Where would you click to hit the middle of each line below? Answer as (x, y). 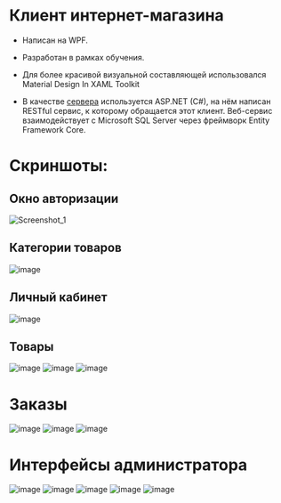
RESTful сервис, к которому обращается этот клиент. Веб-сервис (147, 110)
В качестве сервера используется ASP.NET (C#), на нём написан (146, 101)
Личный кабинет (59, 298)
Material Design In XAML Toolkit (81, 84)
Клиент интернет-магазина (116, 16)
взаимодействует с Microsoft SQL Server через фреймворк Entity (146, 120)
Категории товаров (65, 248)
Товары (32, 347)
